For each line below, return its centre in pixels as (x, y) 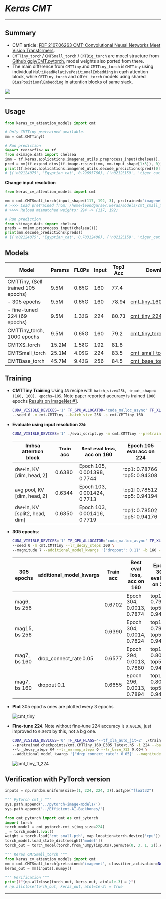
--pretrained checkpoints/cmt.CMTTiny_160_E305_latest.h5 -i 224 (81, 745)
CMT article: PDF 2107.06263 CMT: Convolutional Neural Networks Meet (86, 45)
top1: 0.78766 (140, 469)
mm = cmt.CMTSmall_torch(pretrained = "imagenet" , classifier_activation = (82, 864)
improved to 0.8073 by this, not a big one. (54, 731)
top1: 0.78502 (140, 511)
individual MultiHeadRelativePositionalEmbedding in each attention (80, 71)
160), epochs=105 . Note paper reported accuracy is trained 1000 (90, 396)
